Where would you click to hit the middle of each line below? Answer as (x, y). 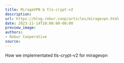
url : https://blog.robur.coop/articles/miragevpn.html (62, 19)
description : (18, 14)
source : (13, 42)
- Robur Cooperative (26, 37)
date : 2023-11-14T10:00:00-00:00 (39, 23)
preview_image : (21, 28)
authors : (14, 32)
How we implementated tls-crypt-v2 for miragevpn (56, 55)
